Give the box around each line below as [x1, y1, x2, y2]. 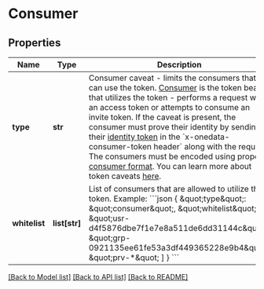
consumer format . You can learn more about [88, 161, 252, 171]
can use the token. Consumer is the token [88, 82, 242, 93]
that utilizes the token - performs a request [88, 92, 248, 103]
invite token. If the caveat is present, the [88, 112, 236, 123]
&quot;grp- [88, 232, 131, 243]
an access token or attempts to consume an [88, 102, 250, 112]
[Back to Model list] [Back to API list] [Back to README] [8, 273, 189, 281]
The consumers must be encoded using [88, 151, 236, 162]
